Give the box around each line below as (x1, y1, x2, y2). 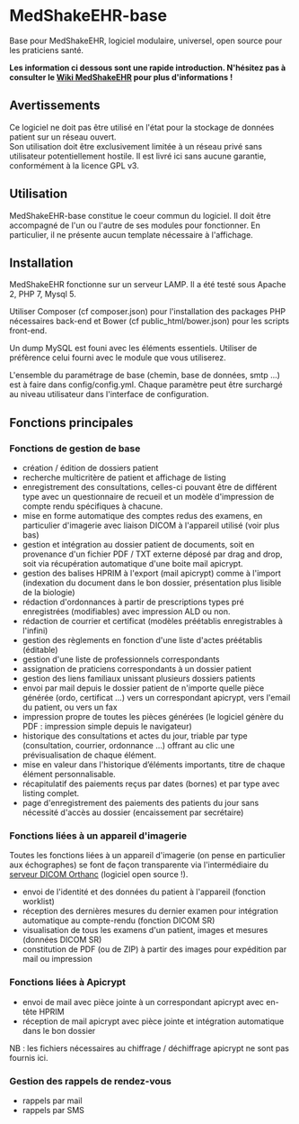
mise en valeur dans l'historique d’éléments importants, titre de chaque (22, 759, 286, 770)
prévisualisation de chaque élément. (22, 749, 157, 761)
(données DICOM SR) (22, 934, 102, 946)
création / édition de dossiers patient (22, 463, 159, 474)
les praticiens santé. (9, 44, 84, 55)
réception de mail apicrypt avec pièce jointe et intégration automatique (22, 1015, 285, 1027)
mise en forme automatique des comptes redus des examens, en (22, 511, 263, 521)
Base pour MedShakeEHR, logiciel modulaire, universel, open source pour (9, 35, 283, 46)
